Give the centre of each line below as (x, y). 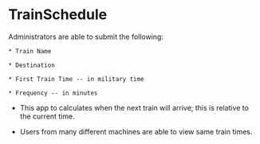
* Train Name (30, 51)
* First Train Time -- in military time (77, 79)
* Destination (32, 65)
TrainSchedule (58, 15)
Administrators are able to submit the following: (86, 37)
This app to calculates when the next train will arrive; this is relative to (134, 107)
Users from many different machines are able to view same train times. (136, 131)
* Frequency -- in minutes (53, 93)
